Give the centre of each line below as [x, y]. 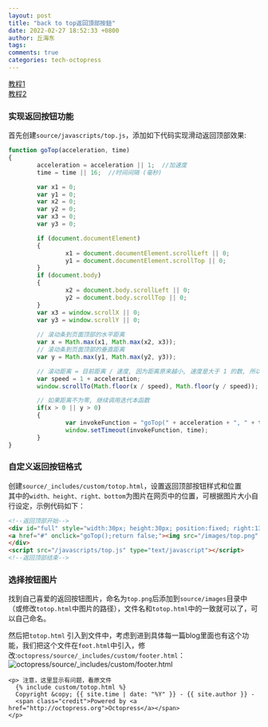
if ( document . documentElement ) [89, 238]
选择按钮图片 [33, 580]
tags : [17, 45]
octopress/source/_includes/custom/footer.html [98, 656]
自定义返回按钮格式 [45, 467]
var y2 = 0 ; [57, 209]
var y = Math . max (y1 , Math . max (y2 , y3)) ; [107, 357]
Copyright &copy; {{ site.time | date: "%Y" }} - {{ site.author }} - [135, 694]
